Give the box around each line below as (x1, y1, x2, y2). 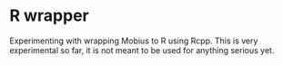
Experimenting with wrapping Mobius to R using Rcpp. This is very (9, 35, 258, 46)
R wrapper (9, 5, 89, 26)
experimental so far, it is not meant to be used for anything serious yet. (9, 44, 275, 55)
